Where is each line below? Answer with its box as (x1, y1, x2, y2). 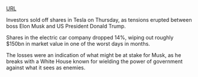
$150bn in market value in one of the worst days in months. (6, 41, 151, 47)
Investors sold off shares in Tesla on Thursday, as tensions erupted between (6, 16, 192, 23)
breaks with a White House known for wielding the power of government (6, 58, 183, 65)
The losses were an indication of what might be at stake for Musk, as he (6, 52, 181, 58)
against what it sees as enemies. (6, 64, 86, 71)
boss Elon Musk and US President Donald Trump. (6, 23, 126, 29)
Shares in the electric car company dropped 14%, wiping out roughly (6, 34, 174, 41)
